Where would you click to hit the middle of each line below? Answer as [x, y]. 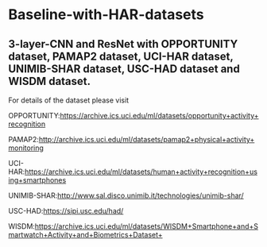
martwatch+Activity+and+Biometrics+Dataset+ [85, 235]
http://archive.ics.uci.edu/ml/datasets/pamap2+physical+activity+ [147, 139]
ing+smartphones [37, 180]
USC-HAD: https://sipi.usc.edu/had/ [66, 211]
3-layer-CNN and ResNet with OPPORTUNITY [123, 44]
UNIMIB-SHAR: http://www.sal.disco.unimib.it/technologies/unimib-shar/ [126, 195]
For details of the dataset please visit [69, 100]
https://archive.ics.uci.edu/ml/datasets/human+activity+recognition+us [141, 172]
